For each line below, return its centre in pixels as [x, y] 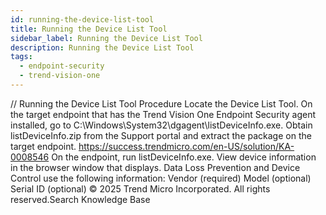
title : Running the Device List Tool [89, 29]
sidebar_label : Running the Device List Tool [106, 38]
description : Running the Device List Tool [102, 47]
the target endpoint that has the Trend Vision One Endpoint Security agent [163, 114]
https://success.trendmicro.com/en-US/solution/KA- [186, 146]
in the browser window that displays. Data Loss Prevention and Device [155, 167]
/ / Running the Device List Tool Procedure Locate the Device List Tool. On [161, 103]
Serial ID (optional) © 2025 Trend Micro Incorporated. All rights [140, 188]
